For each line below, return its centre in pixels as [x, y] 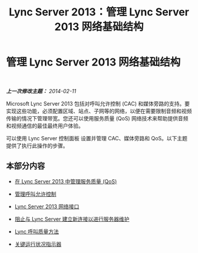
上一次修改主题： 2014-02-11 [41, 91]
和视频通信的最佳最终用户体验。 [45, 126]
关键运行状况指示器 [38, 244]
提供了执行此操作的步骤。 [37, 146]
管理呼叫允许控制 [35, 194]
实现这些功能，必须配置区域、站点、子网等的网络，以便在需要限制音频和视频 [99, 111]
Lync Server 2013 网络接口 [47, 206]
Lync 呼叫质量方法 [37, 231]
